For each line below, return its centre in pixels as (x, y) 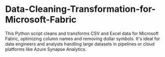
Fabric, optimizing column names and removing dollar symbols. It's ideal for (83, 39)
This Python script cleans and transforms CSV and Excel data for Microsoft (82, 33)
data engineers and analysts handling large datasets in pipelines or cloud (80, 44)
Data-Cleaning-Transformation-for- (81, 9)
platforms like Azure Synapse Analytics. (46, 49)
